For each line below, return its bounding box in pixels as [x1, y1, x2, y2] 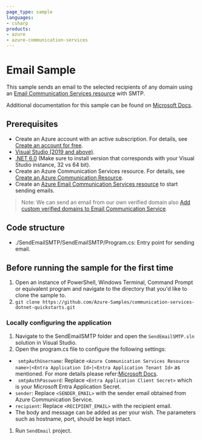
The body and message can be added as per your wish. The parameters [15, 408, 196, 416]
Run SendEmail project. [15, 427, 72, 434]
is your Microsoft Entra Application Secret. [15, 383, 121, 390]
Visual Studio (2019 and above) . [15, 148, 95, 155]
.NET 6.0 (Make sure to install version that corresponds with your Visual [15, 154, 195, 161]
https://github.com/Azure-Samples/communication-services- [42, 299, 195, 305]
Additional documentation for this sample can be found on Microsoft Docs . [6, 101, 193, 109]
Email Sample [6, 63, 76, 77]
